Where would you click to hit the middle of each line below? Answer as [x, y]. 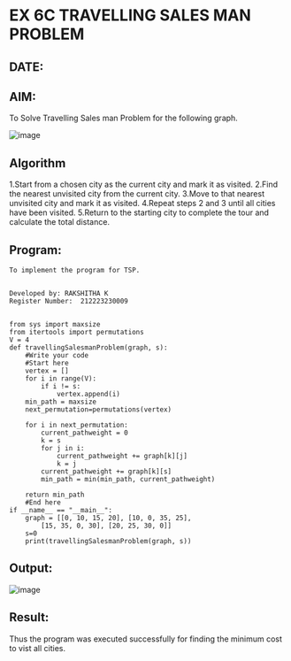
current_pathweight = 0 [84, 433]
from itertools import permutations [77, 333]
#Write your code [57, 356]
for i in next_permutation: [77, 426]
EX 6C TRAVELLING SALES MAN [130, 15]
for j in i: [63, 449]
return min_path [55, 495]
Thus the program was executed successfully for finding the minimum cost [146, 639]
